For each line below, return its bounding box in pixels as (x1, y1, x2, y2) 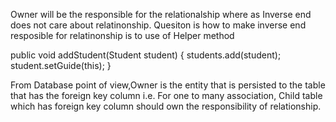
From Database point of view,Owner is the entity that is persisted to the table (10, 79, 326, 91)
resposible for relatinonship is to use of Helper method (10, 30, 235, 41)
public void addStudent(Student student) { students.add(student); (10, 49, 282, 61)
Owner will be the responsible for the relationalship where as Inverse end (10, 9, 312, 20)
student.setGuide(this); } (10, 60, 112, 71)
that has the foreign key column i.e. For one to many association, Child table (10, 90, 323, 101)
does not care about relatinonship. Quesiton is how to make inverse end (10, 19, 307, 31)
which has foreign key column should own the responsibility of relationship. (10, 100, 322, 112)
